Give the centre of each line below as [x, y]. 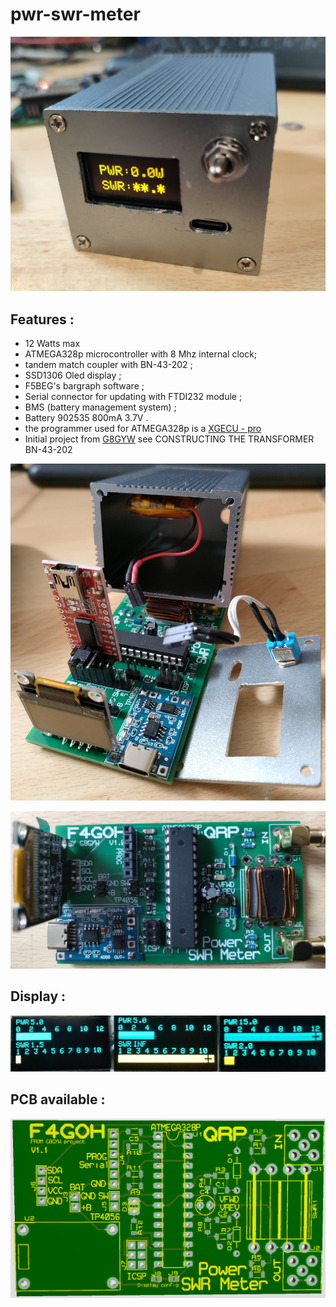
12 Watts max [52, 344]
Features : [42, 319]
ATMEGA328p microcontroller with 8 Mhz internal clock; [141, 354]
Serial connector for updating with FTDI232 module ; [133, 397]
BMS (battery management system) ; [100, 407]
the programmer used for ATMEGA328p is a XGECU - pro [143, 429]
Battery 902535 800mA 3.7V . [86, 418]
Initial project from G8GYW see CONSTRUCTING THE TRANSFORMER [169, 439]
